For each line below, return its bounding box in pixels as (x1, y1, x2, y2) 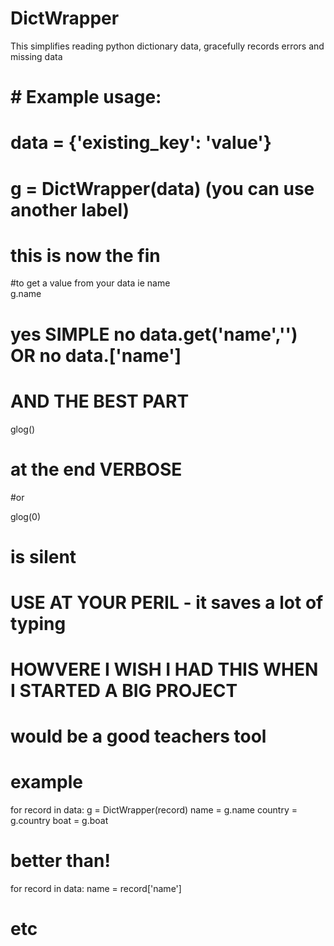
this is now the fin (10, 244, 161, 267)
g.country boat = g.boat (10, 815, 109, 827)
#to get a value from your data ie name (10, 277, 171, 289)
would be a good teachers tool (10, 725, 267, 748)
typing (10, 612, 67, 635)
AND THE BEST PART (10, 390, 190, 412)
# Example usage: (10, 86, 162, 109)
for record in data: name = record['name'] (10, 883, 182, 895)
